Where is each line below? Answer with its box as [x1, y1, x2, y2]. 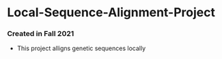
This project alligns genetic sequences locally [16, 44, 146, 52]
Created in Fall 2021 [7, 29, 74, 39]
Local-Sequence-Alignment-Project [7, 5, 215, 20]
